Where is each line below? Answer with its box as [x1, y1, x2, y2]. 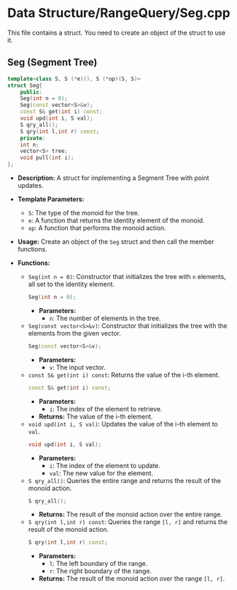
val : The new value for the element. [49, 469, 154, 477]
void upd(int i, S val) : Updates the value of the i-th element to [28, 419, 218, 428]
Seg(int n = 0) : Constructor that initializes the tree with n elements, [28, 273, 226, 280]
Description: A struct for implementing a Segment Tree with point [17, 174, 209, 182]
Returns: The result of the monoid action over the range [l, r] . [38, 574, 225, 583]
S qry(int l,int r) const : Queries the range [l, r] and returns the [28, 518, 228, 526]
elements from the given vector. [28, 329, 122, 337]
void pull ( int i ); [20, 154, 74, 161]
